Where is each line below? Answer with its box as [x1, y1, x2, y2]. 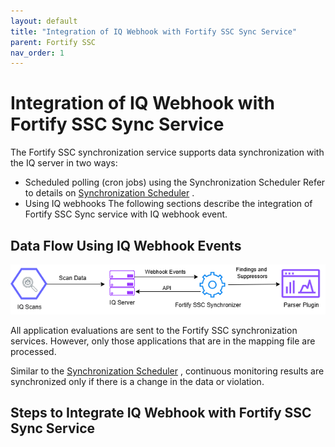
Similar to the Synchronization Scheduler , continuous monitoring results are [10, 365, 325, 377]
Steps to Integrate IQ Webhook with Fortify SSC [10, 405, 312, 422]
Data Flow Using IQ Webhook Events [10, 237, 242, 254]
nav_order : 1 [10, 48, 65, 58]
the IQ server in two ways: [10, 157, 118, 169]
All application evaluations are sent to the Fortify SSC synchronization [10, 325, 298, 337]
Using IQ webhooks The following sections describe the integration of [24, 198, 313, 210]
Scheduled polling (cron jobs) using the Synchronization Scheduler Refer [24, 176, 326, 189]
